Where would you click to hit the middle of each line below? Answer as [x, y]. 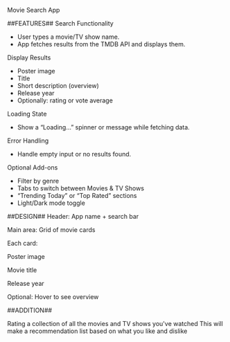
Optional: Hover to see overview [53, 297]
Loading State [27, 114]
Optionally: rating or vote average [65, 100]
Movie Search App [34, 10]
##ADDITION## [30, 310]
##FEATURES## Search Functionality [61, 23]
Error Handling [28, 141]
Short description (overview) [58, 85]
